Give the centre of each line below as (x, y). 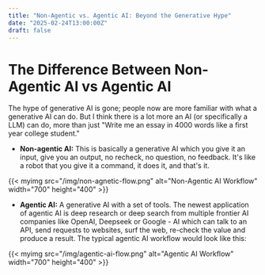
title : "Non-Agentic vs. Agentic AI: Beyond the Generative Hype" (120, 15)
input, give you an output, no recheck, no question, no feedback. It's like (137, 157)
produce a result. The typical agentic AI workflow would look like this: (133, 239)
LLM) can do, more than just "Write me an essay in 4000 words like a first (128, 125)
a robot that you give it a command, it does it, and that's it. (114, 166)
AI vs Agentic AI (118, 86)
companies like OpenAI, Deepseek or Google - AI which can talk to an (133, 222)
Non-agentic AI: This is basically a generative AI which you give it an (132, 149)
